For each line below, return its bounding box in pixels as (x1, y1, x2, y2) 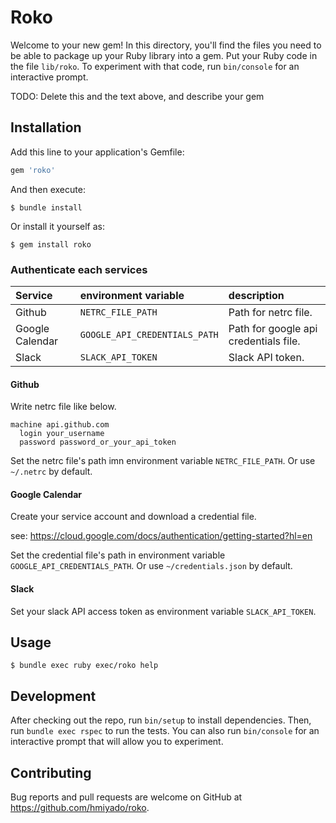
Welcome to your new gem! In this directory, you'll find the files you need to (10, 39, 322, 51)
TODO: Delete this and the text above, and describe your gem (10, 90, 265, 102)
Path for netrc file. (228, 305, 313, 319)
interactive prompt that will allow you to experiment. (10, 736, 224, 748)
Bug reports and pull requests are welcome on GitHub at (10, 791, 243, 803)
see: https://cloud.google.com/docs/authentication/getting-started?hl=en (10, 530, 313, 542)
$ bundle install (10, 202, 83, 213)
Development (10, 687, 97, 705)
